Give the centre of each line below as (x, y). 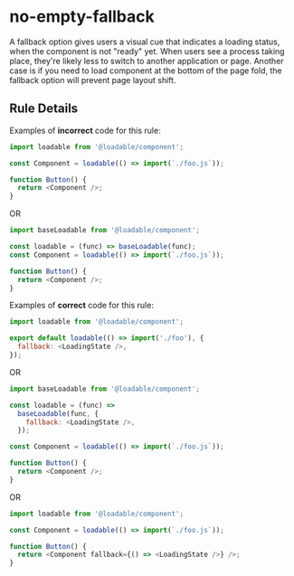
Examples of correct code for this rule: (81, 306)
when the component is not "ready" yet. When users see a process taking (147, 51)
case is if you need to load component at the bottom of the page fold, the (146, 71)
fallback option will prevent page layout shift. (93, 80)
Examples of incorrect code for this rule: (85, 130)
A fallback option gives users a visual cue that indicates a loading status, (145, 42)
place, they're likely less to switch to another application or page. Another (147, 61)
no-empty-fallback (82, 17)
